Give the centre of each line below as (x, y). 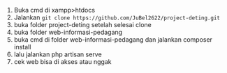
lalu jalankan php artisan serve (58, 54)
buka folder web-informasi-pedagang (68, 32)
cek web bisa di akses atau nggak (63, 62)
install (22, 47)
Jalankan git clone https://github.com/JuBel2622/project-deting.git (117, 17)
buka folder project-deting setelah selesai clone (82, 25)
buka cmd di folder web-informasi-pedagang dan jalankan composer (113, 40)
